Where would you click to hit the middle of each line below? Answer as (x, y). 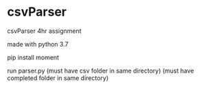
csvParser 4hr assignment (44, 31)
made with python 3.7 (38, 44)
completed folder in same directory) (58, 78)
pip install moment (33, 57)
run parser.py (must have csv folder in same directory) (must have (100, 71)
